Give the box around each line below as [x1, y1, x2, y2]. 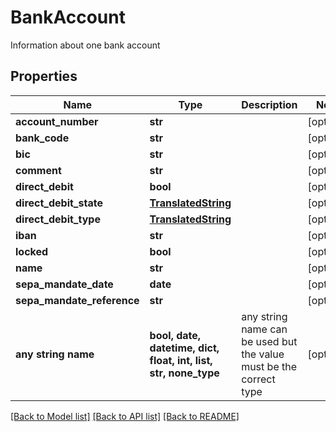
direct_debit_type [15, 212, 101, 226]
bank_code [15, 131, 70, 145]
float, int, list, [149, 353, 213, 367]
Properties [10, 68, 78, 85]
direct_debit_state [15, 196, 103, 210]
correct [241, 372, 276, 386]
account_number [15, 114, 99, 128]
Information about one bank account [10, 39, 161, 51]
